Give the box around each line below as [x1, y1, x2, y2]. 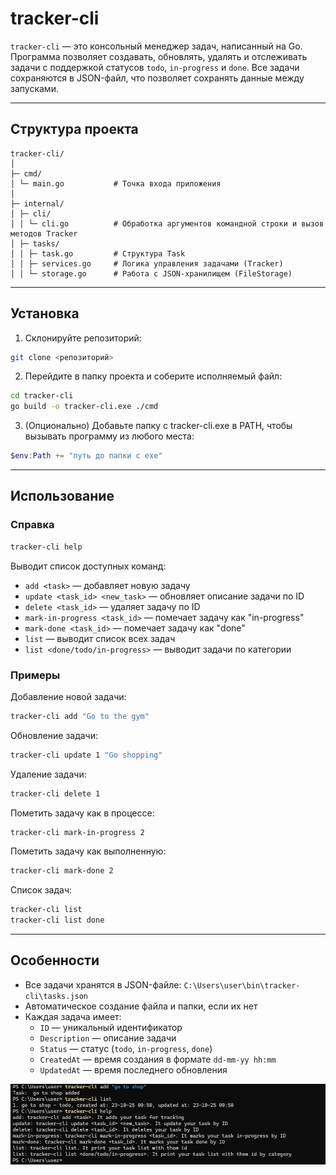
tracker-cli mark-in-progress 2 [10, 827, 145, 837]
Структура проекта [10, 121, 139, 138]
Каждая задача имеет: [24, 1010, 122, 1022]
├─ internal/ [10, 198, 65, 209]
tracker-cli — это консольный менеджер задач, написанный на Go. [10, 40, 303, 52]
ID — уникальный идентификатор [39, 1021, 183, 1033]
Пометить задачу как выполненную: [10, 845, 167, 857]
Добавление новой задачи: [10, 690, 127, 702]
